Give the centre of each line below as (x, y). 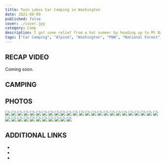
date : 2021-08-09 (23, 14)
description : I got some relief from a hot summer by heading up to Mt (80, 33)
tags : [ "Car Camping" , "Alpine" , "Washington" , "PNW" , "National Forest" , (84, 38)
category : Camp (21, 28)
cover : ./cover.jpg (25, 23)
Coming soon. (19, 69)
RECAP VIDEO (27, 57)
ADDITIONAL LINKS (36, 136)
